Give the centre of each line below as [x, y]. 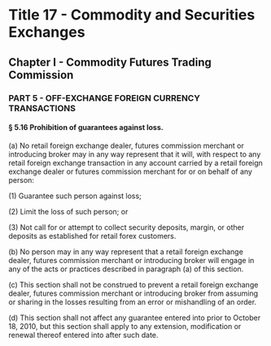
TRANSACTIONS [42, 108]
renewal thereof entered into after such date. [83, 335]
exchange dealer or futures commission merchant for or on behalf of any [130, 171]
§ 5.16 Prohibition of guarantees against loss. [86, 128]
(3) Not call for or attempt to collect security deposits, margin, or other [127, 227]
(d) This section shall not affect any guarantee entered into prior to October [135, 318]
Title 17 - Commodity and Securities [132, 15]
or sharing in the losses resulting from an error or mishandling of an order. [133, 301]
